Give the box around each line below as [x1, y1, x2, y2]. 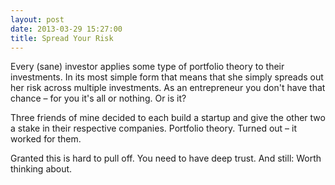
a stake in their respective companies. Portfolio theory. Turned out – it [10, 122, 297, 135]
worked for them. [10, 133, 82, 145]
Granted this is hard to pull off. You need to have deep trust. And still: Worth [10, 152, 322, 165]
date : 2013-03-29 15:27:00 [10, 24, 123, 34]
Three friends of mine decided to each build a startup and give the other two [10, 112, 326, 124]
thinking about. [10, 163, 73, 175]
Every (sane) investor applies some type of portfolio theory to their [10, 61, 285, 73]
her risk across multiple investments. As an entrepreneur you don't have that [10, 82, 326, 94]
